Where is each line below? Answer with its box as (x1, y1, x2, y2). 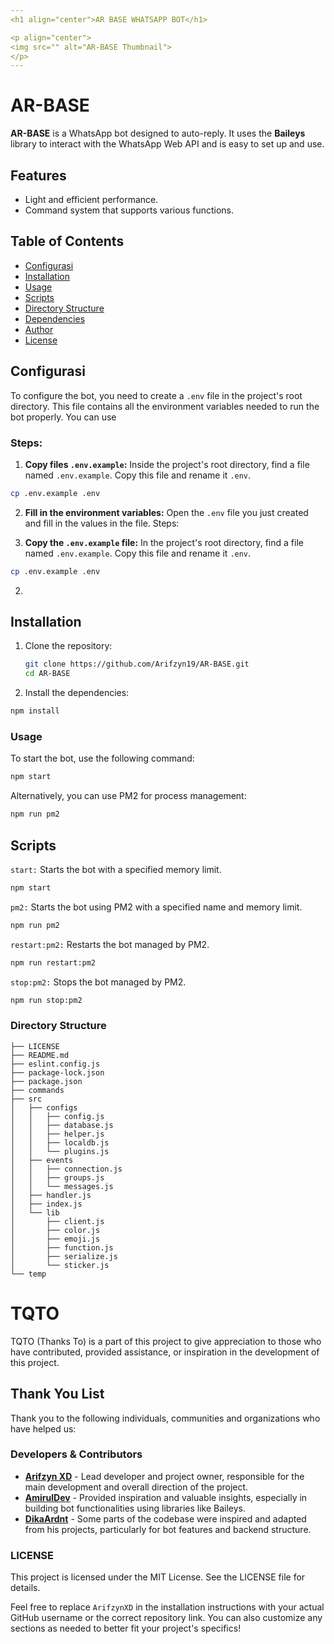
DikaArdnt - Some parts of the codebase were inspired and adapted (24, 1512, 307, 1525)
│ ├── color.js (10, 1225, 101, 1235)
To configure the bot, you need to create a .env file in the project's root (10, 389, 303, 401)
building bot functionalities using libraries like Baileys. (24, 1502, 246, 1514)
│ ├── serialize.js (10, 1251, 118, 1261)
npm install (10, 706, 60, 716)
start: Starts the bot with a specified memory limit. (10, 863, 222, 875)
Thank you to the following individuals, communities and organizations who (10, 1412, 321, 1424)
